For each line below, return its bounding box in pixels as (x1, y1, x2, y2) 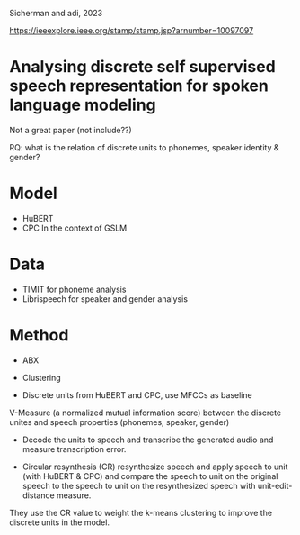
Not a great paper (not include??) (9, 124, 132, 135)
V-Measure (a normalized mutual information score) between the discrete (9, 407, 282, 418)
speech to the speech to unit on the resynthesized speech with (22, 480, 256, 491)
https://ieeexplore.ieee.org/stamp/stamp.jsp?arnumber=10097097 (9, 25, 254, 35)
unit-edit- (257, 480, 293, 491)
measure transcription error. (22, 443, 127, 454)
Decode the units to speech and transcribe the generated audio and (22, 434, 274, 445)
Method (9, 325, 69, 345)
